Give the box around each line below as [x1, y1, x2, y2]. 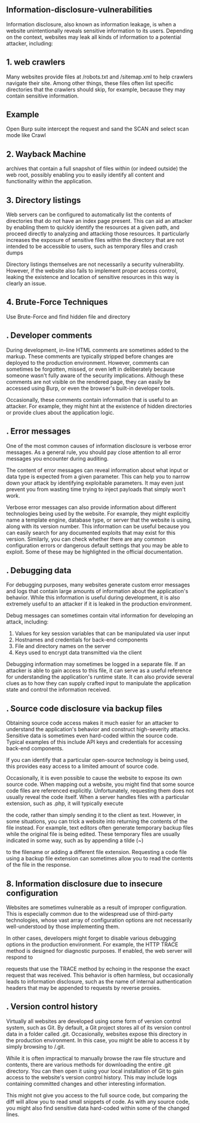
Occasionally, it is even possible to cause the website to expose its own [6, 774, 182, 782]
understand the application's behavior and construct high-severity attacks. [6, 726, 190, 733]
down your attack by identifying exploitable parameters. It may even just [6, 479, 184, 486]
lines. [6, 1110, 20, 1118]
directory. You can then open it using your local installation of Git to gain [6, 1067, 184, 1074]
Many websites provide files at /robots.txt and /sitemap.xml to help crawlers [6, 73, 193, 80]
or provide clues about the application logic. [6, 408, 115, 416]
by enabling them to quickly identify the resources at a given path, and [6, 224, 180, 231]
